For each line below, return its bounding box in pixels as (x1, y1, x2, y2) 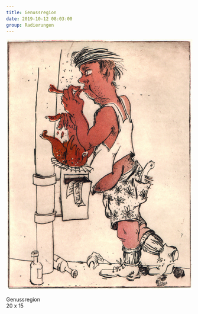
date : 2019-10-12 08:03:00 (6, 15, 73, 22)
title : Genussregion (6, 9, 57, 15)
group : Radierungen (6, 22, 54, 28)
